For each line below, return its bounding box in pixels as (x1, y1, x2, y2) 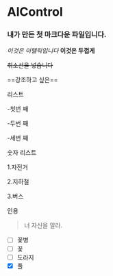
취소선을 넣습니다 (7, 61, 53, 69)
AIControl (7, 4, 63, 20)
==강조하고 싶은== (7, 76, 58, 84)
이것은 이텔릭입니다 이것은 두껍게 (7, 47, 95, 55)
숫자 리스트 (7, 149, 37, 157)
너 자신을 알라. (23, 221, 63, 229)
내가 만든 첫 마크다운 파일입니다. (7, 30, 107, 40)
